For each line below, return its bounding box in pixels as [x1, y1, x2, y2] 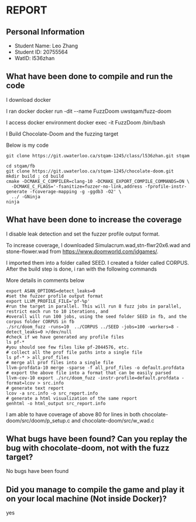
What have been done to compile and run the [6, 71, 173, 82]
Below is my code [6, 141, 49, 148]
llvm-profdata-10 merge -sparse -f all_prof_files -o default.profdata [6, 365, 184, 371]
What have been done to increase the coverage [6, 215, 183, 225]
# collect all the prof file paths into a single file [6, 349, 143, 355]
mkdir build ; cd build [6, 173, 64, 179]
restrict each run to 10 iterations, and [6, 308, 109, 314]
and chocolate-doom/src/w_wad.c [71, 417, 154, 424]
